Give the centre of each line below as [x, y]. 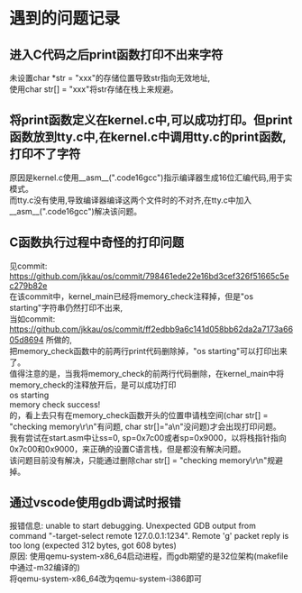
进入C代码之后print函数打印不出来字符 [116, 55]
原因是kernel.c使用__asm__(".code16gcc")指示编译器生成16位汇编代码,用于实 [151, 178]
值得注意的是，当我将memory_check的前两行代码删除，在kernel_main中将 [147, 373]
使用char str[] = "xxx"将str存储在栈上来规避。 [94, 89]
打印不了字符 [45, 154]
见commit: [28, 266]
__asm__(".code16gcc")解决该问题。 [76, 211]
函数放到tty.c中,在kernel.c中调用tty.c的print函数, [148, 137]
